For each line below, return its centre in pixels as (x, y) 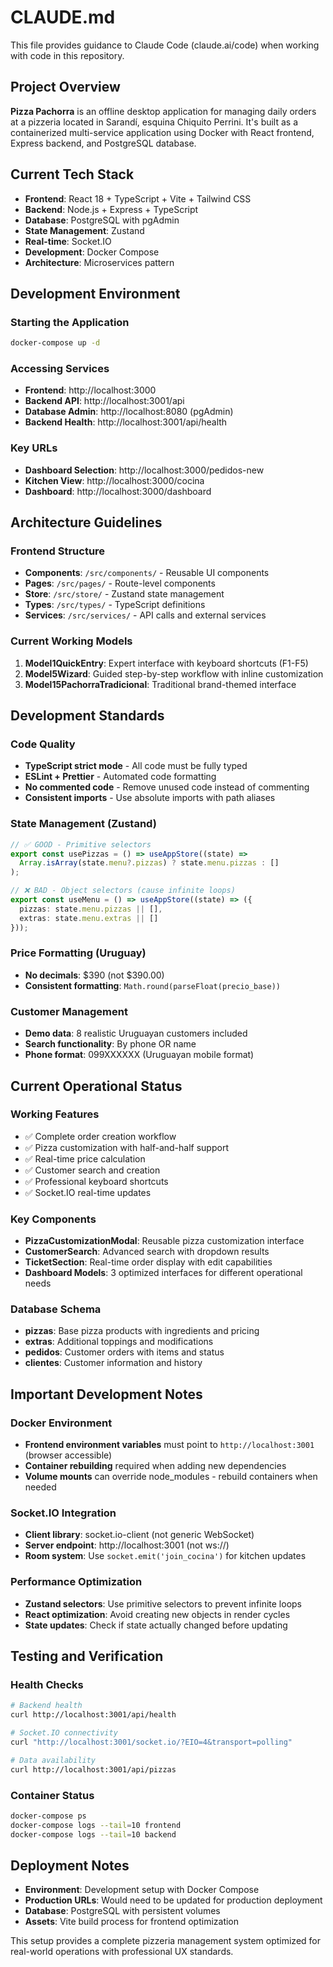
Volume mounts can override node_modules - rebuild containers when (171, 1477)
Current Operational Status (96, 1086)
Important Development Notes (106, 1394)
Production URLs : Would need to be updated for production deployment (173, 1900)
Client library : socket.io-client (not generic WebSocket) (139, 1535)
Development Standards (87, 716)
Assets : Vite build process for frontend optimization (132, 1922)
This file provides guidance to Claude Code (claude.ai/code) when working (165, 45)
